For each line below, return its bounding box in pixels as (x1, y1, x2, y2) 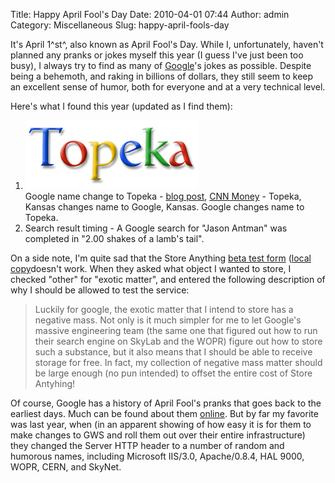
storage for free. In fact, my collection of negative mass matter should (34, 357, 323, 368)
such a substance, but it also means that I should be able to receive (34, 346, 313, 358)
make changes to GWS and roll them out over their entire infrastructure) (10, 429, 306, 441)
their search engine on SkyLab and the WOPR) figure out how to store (34, 335, 323, 347)
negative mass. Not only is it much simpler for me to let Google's (34, 314, 302, 326)
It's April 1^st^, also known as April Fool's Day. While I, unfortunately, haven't (10, 39, 324, 50)
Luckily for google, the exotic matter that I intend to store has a (34, 304, 294, 315)
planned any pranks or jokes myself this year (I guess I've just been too (10, 49, 304, 61)
